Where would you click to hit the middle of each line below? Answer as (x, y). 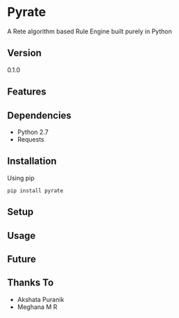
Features (27, 92)
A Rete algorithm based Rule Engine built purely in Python (89, 31)
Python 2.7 (33, 132)
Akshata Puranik (41, 299)
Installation (32, 161)
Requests (31, 139)
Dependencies (39, 115)
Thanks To (31, 283)
